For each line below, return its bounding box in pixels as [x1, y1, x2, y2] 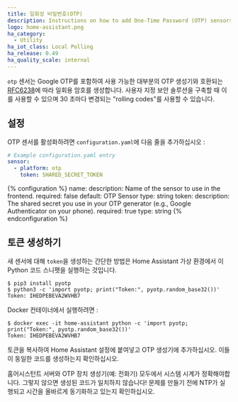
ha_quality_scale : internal [7, 57, 91, 64]
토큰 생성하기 [7, 237, 62, 249]
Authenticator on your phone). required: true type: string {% [7, 207, 183, 216]
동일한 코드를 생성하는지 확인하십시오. [14, 354, 119, 362]
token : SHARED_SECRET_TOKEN [20, 172, 103, 179]
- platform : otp [13, 164, 62, 172]
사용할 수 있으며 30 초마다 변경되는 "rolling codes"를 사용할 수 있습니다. [14, 94, 215, 103]
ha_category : [7, 30, 46, 38]
